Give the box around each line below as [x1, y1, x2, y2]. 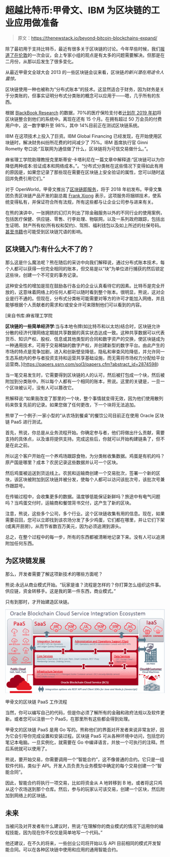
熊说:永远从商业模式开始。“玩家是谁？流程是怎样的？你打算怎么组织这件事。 [5, 582, 164, 588]
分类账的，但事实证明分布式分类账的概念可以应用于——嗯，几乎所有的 [9, 92, 156, 99]
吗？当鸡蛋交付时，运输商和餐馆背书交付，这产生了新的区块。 [5, 500, 134, 506]
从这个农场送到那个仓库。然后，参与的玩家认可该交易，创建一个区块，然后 [5, 786, 160, 792]
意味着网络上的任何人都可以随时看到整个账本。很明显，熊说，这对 [22, 289, 160, 295]
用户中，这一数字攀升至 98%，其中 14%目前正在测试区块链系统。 [5, 122, 142, 128]
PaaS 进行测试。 [11, 419, 46, 425]
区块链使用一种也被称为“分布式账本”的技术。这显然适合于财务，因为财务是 [5, 86, 160, 92]
